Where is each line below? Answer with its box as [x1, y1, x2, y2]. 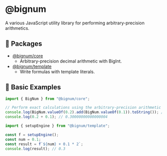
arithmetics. [5, 25, 30, 31]
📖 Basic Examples [5, 83, 61, 91]
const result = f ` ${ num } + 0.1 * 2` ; [5, 142, 83, 147]
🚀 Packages [5, 40, 42, 48]
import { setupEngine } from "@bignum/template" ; [5, 123, 110, 129]
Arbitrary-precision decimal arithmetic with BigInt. [19, 58, 122, 64]
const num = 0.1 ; [5, 137, 41, 142]
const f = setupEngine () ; [5, 132, 59, 137]
